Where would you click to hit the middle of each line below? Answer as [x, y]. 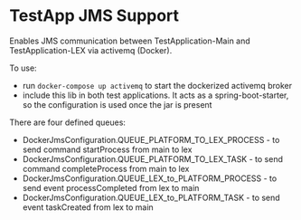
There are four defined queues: [68, 122]
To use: [24, 68]
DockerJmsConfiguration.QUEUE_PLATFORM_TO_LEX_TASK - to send [152, 158]
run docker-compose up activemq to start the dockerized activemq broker [157, 85]
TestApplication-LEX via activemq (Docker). [91, 50]
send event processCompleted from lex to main [111, 187]
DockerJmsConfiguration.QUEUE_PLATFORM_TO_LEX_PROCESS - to [151, 139]
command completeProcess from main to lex [106, 168]
